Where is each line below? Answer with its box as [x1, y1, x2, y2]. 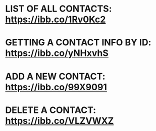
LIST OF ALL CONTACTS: [5, 3, 112, 15]
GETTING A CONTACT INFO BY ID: [5, 37, 151, 48]
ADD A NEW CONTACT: [5, 71, 106, 82]
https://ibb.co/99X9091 [5, 81, 108, 93]
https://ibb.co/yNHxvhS [5, 47, 109, 59]
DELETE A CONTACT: [5, 104, 96, 116]
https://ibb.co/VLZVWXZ [5, 115, 114, 126]
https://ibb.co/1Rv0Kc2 [5, 14, 106, 25]
